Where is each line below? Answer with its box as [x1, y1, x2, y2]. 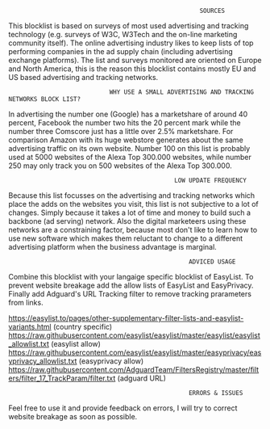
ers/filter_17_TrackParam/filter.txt [8, 373, 116, 383]
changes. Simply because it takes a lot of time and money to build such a [8, 208, 251, 217]
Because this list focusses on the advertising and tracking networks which [8, 191, 255, 200]
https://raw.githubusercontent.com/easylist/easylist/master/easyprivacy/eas [8, 347, 262, 357]
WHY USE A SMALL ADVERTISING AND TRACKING [109, 88, 254, 96]
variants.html [8, 322, 52, 331]
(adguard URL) [117, 373, 167, 383]
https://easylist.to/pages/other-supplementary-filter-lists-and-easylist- [8, 313, 244, 322]
